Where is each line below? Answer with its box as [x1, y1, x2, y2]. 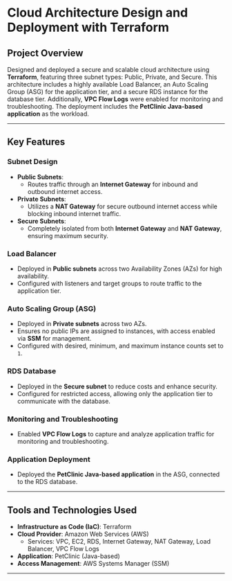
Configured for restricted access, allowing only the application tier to [17, 389, 213, 397]
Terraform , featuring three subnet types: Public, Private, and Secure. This [7, 73, 217, 81]
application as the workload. [7, 109, 90, 118]
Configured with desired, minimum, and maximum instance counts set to [17, 341, 224, 350]
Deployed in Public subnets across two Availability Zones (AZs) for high [17, 265, 222, 273]
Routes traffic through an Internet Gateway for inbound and [27, 180, 198, 188]
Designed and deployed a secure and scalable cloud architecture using [7, 66, 210, 73]
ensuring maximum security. [27, 231, 108, 240]
